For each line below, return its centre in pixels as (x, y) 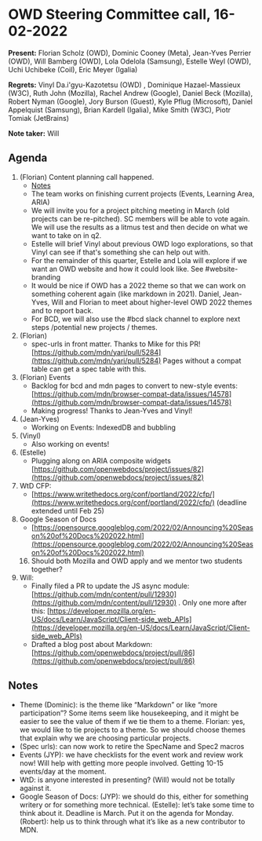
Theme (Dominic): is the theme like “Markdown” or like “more (118, 704)
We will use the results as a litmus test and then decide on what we (140, 227)
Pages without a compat (202, 360)
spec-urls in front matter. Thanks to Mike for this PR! (116, 344)
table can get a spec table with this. (89, 369)
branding (46, 277)
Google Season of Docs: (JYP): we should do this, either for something (134, 796)
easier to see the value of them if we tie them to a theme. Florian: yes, (132, 721)
